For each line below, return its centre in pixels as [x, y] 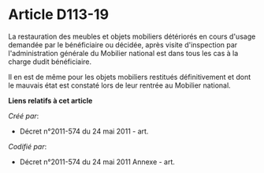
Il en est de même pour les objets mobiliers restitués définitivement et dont [130, 77]
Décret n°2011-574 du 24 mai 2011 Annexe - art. [97, 162]
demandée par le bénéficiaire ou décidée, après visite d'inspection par [123, 44]
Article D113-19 [58, 15]
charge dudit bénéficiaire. [50, 62]
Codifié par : [28, 146]
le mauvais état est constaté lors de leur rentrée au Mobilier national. [119, 85]
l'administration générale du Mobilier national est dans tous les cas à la [123, 53]
